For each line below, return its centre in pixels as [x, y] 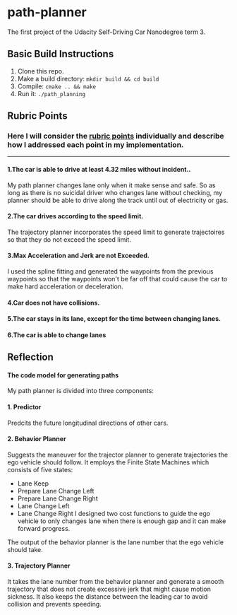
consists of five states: [40, 469]
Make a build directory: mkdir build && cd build [88, 78]
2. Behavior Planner [37, 439]
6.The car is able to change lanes [57, 335]
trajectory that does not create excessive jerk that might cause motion [109, 589]
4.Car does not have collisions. [54, 303]
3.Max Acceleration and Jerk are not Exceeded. [78, 256]
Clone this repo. [41, 71]
